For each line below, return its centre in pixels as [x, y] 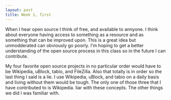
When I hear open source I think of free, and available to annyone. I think [82, 29]
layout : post [19, 10]
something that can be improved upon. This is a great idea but [71, 40]
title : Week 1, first [28, 15]
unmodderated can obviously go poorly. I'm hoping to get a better [75, 45]
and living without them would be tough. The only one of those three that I [83, 82]
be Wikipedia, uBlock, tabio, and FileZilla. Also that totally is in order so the [84, 71]
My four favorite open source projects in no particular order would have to [83, 66]
